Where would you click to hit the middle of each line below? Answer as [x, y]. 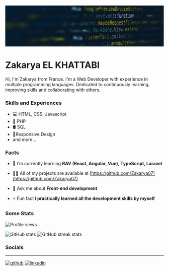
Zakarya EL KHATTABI [52, 65]
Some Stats [20, 214]
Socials [14, 247]
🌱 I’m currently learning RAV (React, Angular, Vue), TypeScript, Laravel [87, 164]
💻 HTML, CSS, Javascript [39, 114]
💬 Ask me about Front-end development [55, 188]
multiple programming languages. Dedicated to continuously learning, [77, 84]
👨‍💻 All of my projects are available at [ [52, 173]
